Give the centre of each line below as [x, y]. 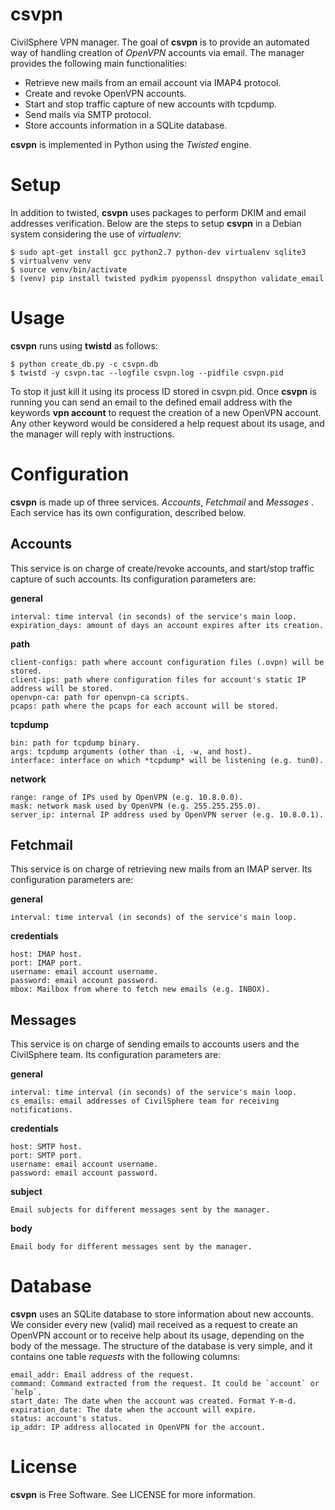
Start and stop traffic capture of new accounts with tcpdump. [151, 104]
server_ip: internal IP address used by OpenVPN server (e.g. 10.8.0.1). [167, 814]
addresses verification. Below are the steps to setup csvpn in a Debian [156, 223]
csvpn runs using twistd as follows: [84, 345]
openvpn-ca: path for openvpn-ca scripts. [100, 697]
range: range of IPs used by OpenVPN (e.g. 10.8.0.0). [127, 797]
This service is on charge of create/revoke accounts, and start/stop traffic [162, 568]
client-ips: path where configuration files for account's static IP [158, 679]
